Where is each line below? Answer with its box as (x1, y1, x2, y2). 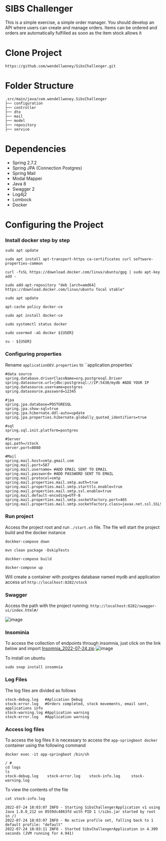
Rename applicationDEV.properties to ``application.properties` (5, 362, 133, 368)
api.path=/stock (5, 441, 39, 446)
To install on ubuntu (5, 655, 45, 661)
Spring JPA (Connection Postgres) (12, 165, 83, 171)
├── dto (5, 110, 21, 114)
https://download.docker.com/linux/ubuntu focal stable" (5, 287, 125, 292)
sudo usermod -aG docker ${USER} (5, 331, 74, 336)
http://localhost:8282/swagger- (90, 604, 157, 609)
